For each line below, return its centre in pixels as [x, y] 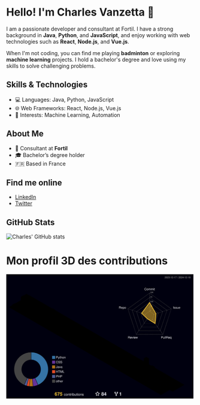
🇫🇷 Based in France [40, 164]
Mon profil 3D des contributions [87, 261]
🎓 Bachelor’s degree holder [50, 155]
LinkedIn [25, 197]
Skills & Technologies [47, 85]
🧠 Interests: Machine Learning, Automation [68, 115]
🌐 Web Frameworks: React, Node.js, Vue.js [68, 108]
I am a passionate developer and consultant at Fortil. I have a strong [90, 29]
